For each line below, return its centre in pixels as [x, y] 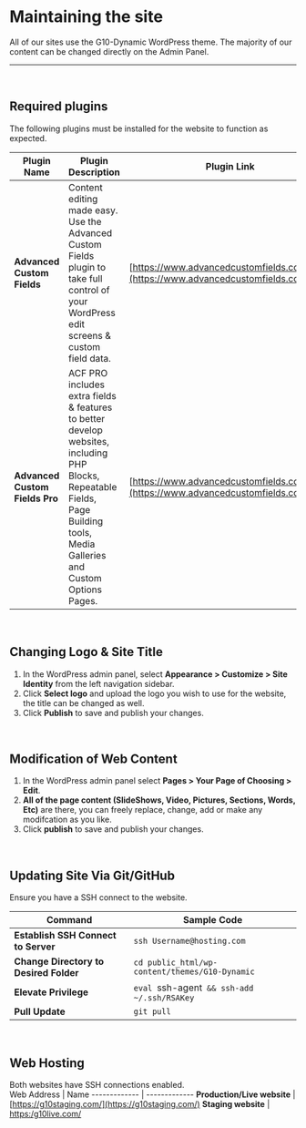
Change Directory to [59, 961]
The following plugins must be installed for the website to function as [139, 128]
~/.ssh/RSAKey [164, 998]
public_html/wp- [183, 963]
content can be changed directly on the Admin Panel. [109, 51]
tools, [80, 532]
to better [87, 418]
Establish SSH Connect [65, 936]
